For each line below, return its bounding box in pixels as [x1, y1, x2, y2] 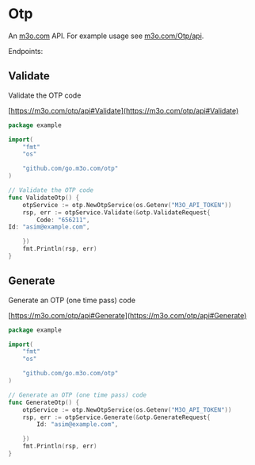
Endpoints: [8, 46, 44, 56]
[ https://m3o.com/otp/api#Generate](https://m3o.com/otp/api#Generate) [8, 310, 247, 320]
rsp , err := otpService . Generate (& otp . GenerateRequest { [22, 413, 211, 421]
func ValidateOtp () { [8, 194, 80, 202]
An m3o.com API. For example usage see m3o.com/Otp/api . [8, 31, 204, 40]
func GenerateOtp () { [8, 398, 80, 406]
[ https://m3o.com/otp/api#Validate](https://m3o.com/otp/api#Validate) [8, 106, 239, 115]
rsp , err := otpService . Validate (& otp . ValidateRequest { [22, 208, 211, 217]
